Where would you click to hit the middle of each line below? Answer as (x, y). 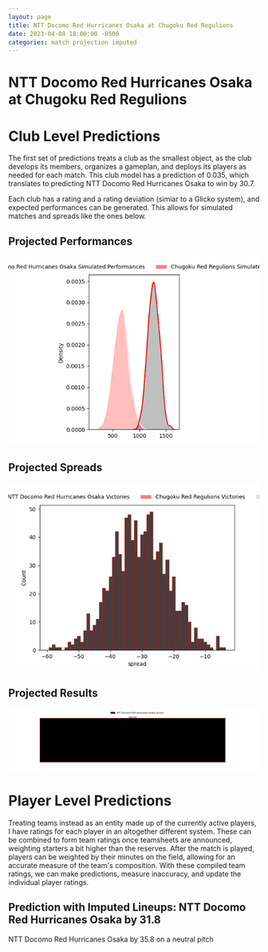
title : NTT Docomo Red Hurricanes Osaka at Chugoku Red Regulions (121, 25)
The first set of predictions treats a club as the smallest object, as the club (130, 158)
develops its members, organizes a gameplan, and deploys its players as (128, 167)
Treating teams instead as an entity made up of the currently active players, (132, 823)
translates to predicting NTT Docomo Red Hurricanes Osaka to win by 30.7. (132, 184)
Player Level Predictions (90, 801)
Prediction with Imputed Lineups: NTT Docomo (127, 908)
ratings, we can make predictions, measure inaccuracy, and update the (125, 874)
